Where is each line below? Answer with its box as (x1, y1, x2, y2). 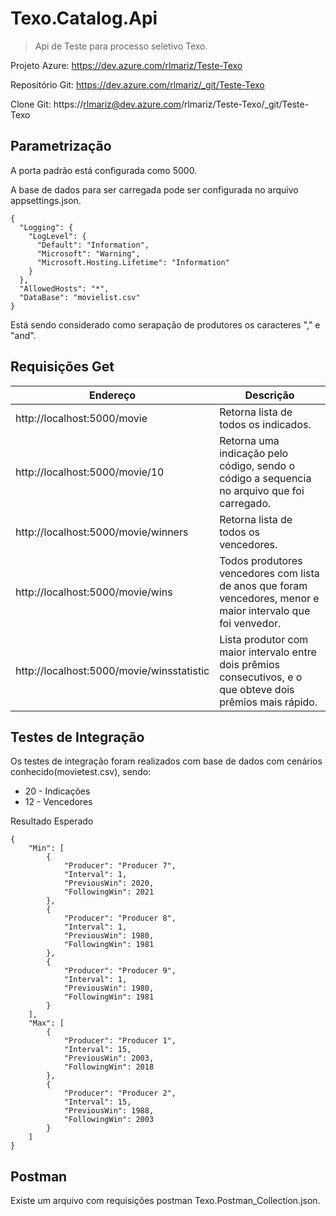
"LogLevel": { (28, 231, 87, 241)
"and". (10, 329, 37, 341)
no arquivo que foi (219, 483, 305, 497)
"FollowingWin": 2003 (63, 1115, 155, 1125)
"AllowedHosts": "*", (19, 283, 110, 294)
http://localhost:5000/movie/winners (15, 525, 189, 539)
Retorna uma (219, 433, 280, 447)
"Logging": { (19, 222, 74, 232)
